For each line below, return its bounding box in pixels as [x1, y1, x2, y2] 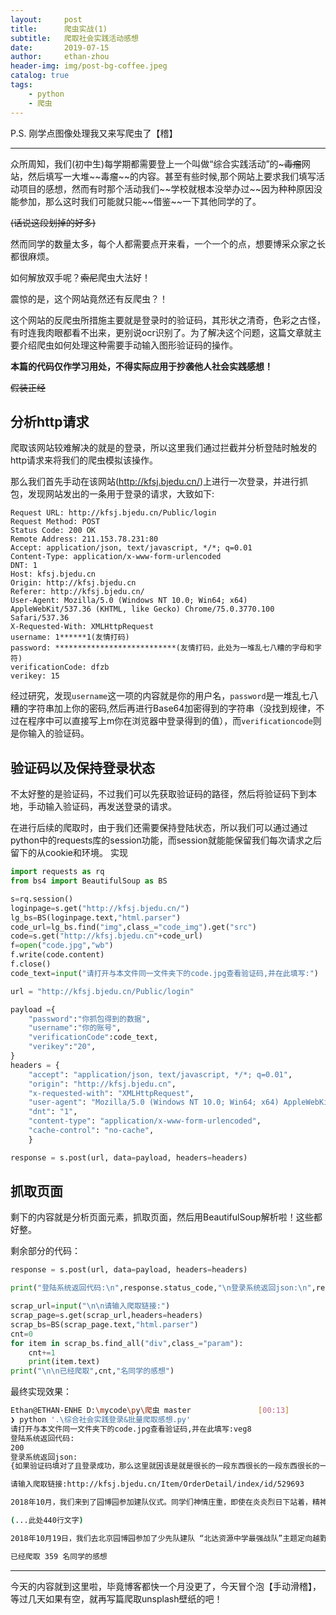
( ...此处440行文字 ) [10, 1516, 84, 1526]
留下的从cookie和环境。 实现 [10, 847, 128, 859]
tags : [10, 80, 33, 90]
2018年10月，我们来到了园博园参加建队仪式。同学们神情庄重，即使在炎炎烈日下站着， [10, 1497, 313, 1508]
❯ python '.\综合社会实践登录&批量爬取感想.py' [10, 1415, 192, 1425]
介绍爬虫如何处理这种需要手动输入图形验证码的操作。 [18, 339, 238, 351]
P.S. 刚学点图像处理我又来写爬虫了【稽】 [10, 127, 178, 139]
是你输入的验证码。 [10, 727, 90, 740]
